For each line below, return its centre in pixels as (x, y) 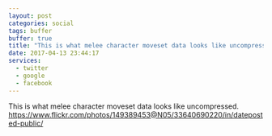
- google (30, 76)
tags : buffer (30, 31)
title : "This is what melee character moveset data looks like (117, 46)
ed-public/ (26, 123)
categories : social (41, 23)
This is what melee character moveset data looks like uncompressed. (124, 106)
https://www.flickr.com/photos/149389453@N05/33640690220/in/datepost (136, 114)
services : (25, 61)
